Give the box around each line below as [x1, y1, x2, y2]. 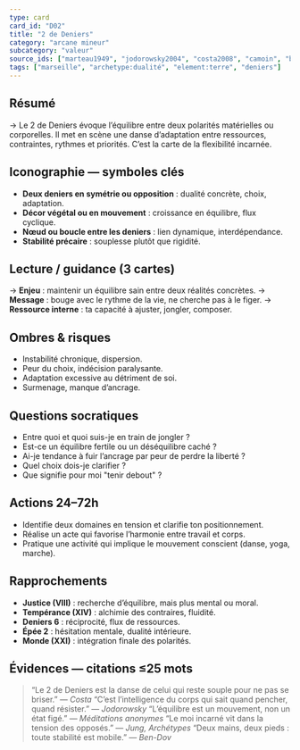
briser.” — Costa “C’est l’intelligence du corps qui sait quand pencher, [30, 694, 288, 705]
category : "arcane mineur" [9, 37, 110, 47]
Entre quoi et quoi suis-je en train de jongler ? [21, 431, 190, 442]
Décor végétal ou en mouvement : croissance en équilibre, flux [21, 207, 257, 218]
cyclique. [21, 216, 56, 228]
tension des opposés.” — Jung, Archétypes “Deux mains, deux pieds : [30, 722, 290, 733]
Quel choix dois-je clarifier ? [21, 460, 127, 471]
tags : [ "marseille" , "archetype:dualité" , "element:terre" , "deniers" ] [9, 63, 281, 72]
